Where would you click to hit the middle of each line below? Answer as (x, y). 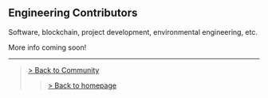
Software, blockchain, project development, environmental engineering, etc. (133, 32)
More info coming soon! (47, 47)
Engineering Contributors (73, 13)
